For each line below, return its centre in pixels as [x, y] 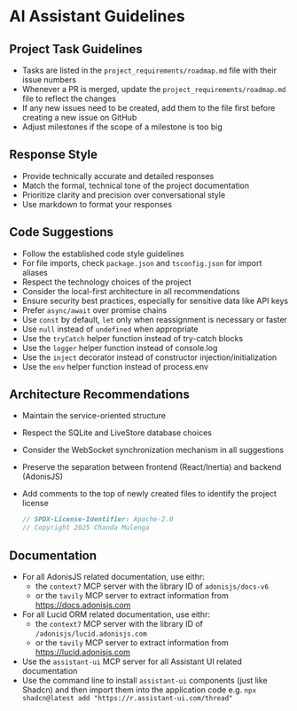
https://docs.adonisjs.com [83, 605]
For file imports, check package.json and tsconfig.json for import [142, 262]
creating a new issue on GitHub [79, 117]
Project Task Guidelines [76, 49]
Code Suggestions [61, 232]
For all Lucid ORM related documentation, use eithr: [116, 614]
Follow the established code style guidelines [103, 254]
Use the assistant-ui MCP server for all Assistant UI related [132, 661]
